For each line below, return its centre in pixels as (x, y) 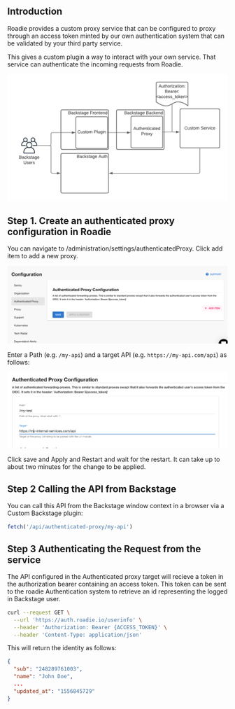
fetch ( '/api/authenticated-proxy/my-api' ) (70, 527)
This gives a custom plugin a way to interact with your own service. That (112, 57)
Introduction (35, 12)
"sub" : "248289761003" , (48, 669)
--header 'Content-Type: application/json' (78, 635)
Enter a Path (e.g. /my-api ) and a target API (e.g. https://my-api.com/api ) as (117, 355)
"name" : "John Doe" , (43, 677)
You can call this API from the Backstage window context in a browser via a (116, 506)
